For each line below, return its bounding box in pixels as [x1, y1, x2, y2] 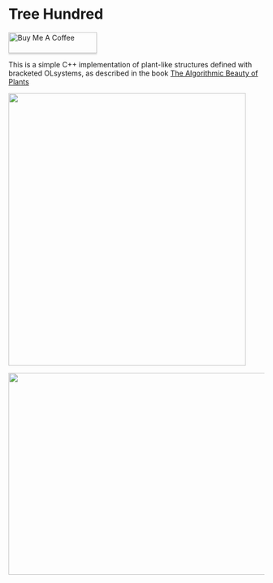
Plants [8, 76, 30, 86]
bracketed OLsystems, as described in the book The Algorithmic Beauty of [8, 68, 258, 78]
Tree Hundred [8, 5, 104, 24]
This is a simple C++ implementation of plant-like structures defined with [8, 59, 253, 69]
